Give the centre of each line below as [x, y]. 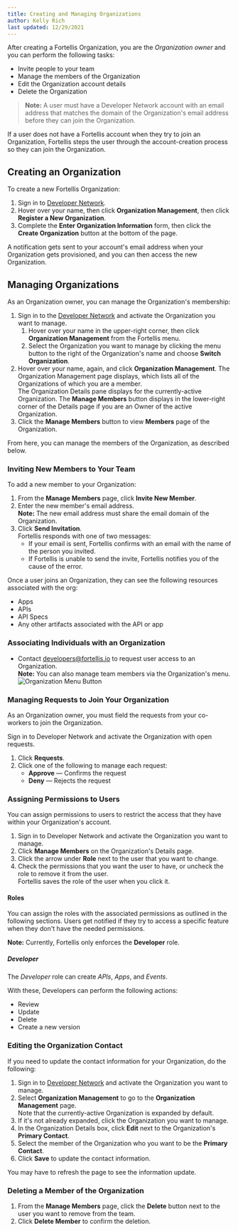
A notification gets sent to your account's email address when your [106, 247]
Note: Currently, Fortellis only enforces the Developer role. [93, 942]
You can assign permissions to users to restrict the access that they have [114, 815]
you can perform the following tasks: [61, 55]
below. [17, 450]
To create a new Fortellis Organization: [64, 189]
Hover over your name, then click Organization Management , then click [123, 210]
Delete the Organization [52, 92]
